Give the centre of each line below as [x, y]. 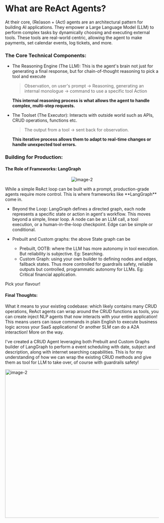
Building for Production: [34, 157]
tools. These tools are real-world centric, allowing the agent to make [74, 38]
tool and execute [29, 77]
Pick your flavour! [23, 284]
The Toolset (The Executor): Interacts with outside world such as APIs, [83, 115]
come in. [14, 199]
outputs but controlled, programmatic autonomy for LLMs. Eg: [82, 270]
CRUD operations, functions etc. [45, 121]
